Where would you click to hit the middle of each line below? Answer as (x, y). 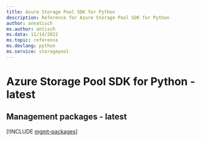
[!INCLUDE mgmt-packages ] (42, 131)
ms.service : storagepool (38, 52)
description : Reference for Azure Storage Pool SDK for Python (88, 18)
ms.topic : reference (32, 40)
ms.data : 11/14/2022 (32, 35)
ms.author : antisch (31, 29)
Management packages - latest (67, 117)
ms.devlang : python (31, 46)
